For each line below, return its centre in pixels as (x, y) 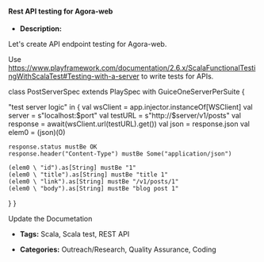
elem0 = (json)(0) (37, 133)
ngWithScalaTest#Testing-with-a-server (74, 76)
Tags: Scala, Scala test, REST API (75, 234)
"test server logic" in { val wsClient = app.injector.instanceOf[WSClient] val (130, 107)
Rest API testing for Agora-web (61, 11)
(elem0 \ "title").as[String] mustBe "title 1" (88, 175)
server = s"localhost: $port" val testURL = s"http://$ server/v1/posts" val (125, 116)
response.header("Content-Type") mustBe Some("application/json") (120, 154)
